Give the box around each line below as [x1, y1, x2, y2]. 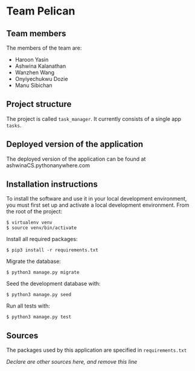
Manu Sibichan [14, 82, 53, 89]
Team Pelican [6, 4, 75, 18]
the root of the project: [6, 208, 62, 215]
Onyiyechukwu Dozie [14, 76, 68, 82]
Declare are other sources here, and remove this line [6, 358, 138, 366]
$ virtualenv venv [6, 219, 53, 226]
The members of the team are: [6, 44, 82, 51]
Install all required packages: [6, 236, 78, 243]
